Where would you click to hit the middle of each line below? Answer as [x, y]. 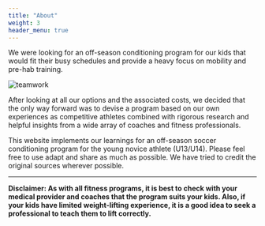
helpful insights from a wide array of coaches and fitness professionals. [125, 125]
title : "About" [33, 15]
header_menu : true [38, 30]
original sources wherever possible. [66, 166]
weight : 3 [24, 23]
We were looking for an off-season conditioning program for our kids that [127, 53]
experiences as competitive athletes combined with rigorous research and [129, 117]
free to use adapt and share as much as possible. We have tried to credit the [132, 157]
